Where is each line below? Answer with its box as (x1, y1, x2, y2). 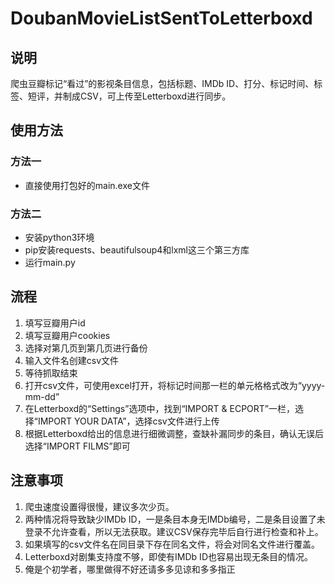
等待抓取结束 (24, 367, 78, 379)
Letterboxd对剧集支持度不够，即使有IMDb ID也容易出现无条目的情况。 (24, 550, 313, 562)
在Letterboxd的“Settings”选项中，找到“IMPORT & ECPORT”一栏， (24, 402, 296, 414)
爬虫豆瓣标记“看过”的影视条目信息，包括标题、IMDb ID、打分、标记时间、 (10, 78, 315, 89)
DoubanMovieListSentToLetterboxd (10, 7, 313, 30)
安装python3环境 (24, 231, 95, 243)
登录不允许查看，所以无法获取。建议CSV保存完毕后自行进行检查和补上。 (24, 525, 324, 537)
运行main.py (24, 256, 76, 268)
